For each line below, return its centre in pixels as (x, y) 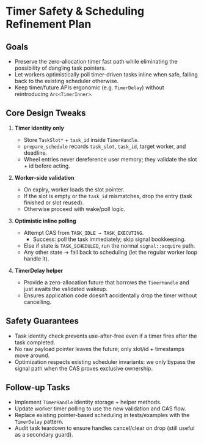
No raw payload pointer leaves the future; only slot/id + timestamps (99, 349)
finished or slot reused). (54, 202)
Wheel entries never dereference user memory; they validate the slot (110, 159)
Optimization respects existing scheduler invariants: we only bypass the (105, 361)
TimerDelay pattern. (39, 422)
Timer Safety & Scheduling (75, 11)
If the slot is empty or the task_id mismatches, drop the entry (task (108, 196)
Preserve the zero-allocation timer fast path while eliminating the (96, 61)
